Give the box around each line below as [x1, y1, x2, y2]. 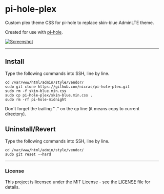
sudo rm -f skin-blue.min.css [5, 88, 67, 94]
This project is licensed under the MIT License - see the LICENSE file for [5, 179, 150, 185]
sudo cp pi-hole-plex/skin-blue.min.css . [5, 93, 93, 97]
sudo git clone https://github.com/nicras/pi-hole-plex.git [5, 84, 130, 89]
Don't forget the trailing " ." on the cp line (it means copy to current [5, 105, 140, 111]
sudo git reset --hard [5, 152, 51, 157]
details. [5, 184, 20, 190]
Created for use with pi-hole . [5, 29, 63, 35]
